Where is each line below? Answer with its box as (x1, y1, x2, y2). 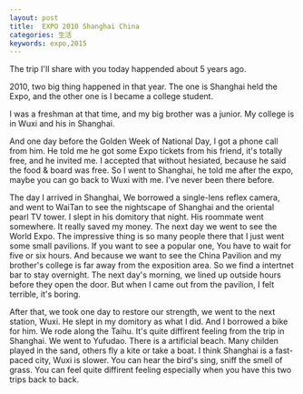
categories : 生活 (9, 30, 73, 39)
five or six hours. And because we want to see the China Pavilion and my (9, 250, 282, 261)
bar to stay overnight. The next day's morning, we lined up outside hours (9, 269, 281, 280)
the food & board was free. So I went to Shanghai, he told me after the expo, (9, 165, 294, 176)
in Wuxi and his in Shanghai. (9, 118, 115, 129)
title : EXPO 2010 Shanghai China (9, 22, 141, 31)
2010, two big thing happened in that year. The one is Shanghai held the (9, 81, 279, 92)
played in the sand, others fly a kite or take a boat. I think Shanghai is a (9, 345, 274, 356)
